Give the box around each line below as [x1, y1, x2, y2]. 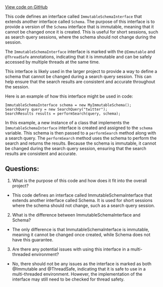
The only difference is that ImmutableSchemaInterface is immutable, [12, 226, 149, 232]
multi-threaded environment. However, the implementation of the [12, 271, 143, 277]
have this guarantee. [12, 236, 54, 242]
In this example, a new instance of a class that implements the [5, 120, 130, 125]
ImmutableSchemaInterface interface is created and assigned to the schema [5, 125, 153, 131]
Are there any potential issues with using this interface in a [12, 246, 130, 252]
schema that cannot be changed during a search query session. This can [5, 74, 152, 79]
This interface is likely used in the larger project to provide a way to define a [5, 68, 157, 74]
